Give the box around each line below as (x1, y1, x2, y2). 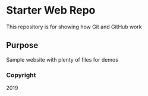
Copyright (6, 71, 36, 79)
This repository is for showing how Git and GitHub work (6, 23, 142, 30)
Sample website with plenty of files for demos (6, 56, 119, 63)
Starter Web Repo (6, 4, 96, 17)
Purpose (6, 40, 39, 50)
